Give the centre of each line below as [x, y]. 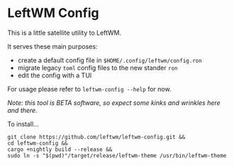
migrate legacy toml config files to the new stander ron [97, 67]
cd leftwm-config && [38, 143]
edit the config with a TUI [55, 75]
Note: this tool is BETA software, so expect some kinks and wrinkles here [114, 103]
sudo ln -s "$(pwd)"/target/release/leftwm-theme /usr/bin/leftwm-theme [117, 155]
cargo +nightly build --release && [60, 149]
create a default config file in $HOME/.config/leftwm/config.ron [110, 60]
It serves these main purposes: [52, 46]
